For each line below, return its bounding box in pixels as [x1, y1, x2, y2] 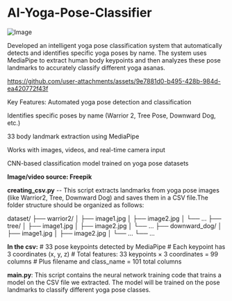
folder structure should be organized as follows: [7, 200, 144, 209]
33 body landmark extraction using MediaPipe [7, 132, 140, 140]
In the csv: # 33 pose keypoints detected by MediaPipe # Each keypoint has [7, 242, 226, 251]
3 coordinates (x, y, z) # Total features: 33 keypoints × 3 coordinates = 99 [7, 250, 219, 258]
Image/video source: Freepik [7, 172, 92, 181]
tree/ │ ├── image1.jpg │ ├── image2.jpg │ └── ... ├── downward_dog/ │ [7, 221, 222, 230]
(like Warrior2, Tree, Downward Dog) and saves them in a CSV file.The [7, 193, 208, 202]
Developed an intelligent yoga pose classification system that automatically [7, 41, 222, 49]
